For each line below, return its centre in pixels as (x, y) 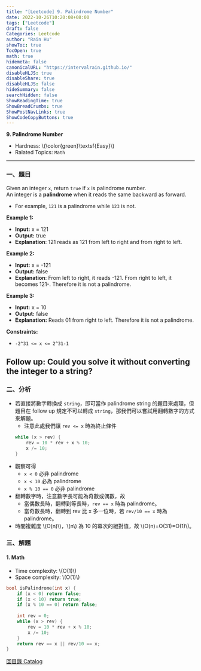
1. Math (16, 557)
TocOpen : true (24, 51)
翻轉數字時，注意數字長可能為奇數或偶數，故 (70, 496)
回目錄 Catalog (25, 661)
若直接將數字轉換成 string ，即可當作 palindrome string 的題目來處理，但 (104, 404)
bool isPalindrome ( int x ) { (41, 588)
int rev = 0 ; (33, 616)
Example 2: (20, 253)
